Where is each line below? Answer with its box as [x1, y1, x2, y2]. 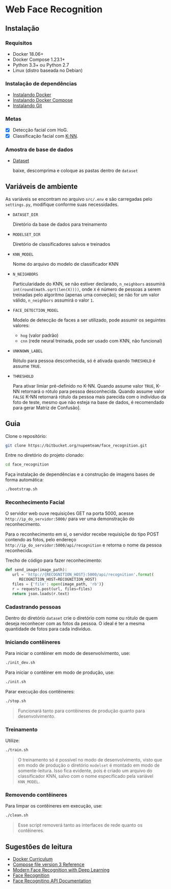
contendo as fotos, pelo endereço [5, 537, 77, 543]
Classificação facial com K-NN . [12, 133, 78, 139]
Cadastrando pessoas [5, 603, 61, 610]
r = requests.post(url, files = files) [12, 586, 93, 591]
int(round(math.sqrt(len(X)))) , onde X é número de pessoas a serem [12, 286, 161, 292]
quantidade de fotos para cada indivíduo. [5, 626, 92, 632]
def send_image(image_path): [5, 567, 67, 573]
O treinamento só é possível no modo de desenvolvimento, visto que [17, 757, 162, 763]
